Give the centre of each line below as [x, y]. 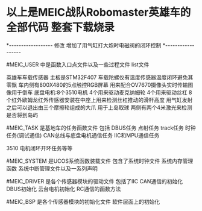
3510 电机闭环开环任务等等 [39, 148]
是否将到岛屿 [22, 115]
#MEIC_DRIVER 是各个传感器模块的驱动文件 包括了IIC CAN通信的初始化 [94, 181]
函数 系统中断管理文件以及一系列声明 [52, 168]
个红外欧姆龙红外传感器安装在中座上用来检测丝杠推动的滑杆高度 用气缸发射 [99, 99]
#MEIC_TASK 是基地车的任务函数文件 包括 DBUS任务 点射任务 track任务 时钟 [101, 128]
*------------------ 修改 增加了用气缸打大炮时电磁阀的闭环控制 [84, 45]
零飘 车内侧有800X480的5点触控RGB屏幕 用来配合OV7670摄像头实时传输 [97, 84]
